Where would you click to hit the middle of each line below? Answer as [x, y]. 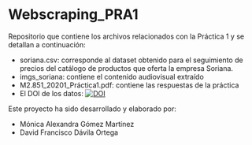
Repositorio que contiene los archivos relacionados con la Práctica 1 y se [126, 36]
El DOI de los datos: [52, 93]
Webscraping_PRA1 [74, 15]
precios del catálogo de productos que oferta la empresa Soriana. [126, 68]
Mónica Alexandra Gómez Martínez [77, 124]
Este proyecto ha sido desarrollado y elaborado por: [93, 109]
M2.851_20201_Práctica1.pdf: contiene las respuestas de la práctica [129, 85]
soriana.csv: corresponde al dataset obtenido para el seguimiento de [131, 60]
